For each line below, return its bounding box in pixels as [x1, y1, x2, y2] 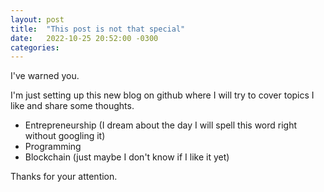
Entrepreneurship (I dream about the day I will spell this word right [24, 119, 298, 131]
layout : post [10, 14, 65, 25]
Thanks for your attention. [10, 171, 118, 183]
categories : [10, 42, 60, 53]
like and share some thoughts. [10, 100, 135, 112]
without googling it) [24, 130, 106, 142]
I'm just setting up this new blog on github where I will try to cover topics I [10, 89, 315, 101]
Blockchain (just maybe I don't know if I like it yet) [24, 151, 230, 163]
